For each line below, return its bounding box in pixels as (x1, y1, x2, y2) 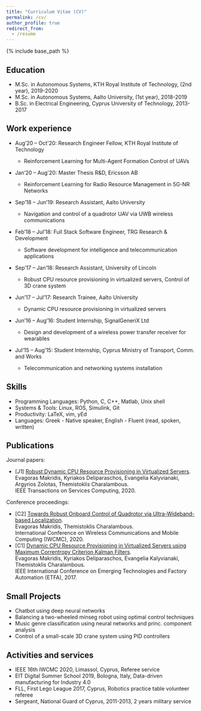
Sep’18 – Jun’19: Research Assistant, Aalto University (14, 198, 145, 205)
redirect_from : (6, 25, 44, 32)
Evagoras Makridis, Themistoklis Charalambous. (14, 523, 134, 530)
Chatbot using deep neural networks (14, 607, 106, 615)
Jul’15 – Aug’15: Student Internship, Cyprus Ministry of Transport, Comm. (14, 346, 194, 353)
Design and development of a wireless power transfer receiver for (23, 328, 187, 335)
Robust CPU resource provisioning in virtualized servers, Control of (23, 276, 190, 283)
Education (6, 65, 45, 75)
